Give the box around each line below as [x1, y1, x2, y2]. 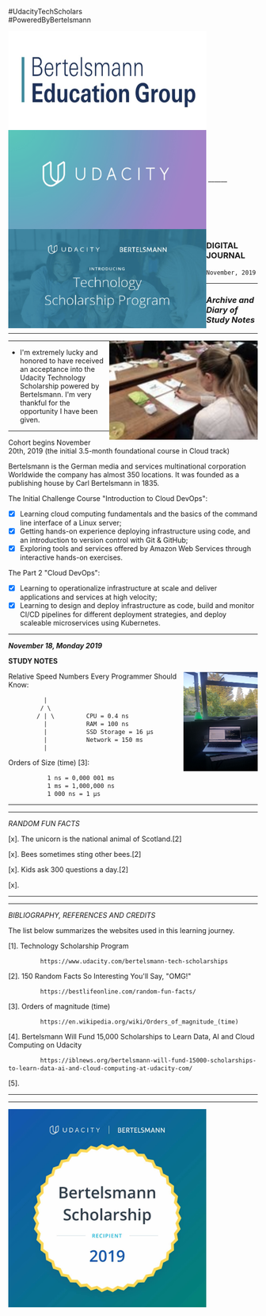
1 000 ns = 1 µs [47, 790, 101, 798]
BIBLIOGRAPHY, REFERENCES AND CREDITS [8, 910, 156, 920]
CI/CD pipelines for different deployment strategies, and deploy [19, 610, 227, 619]
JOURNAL [206, 250, 245, 261]
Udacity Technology [19, 373, 85, 382]
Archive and [206, 295, 255, 306]
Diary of [206, 304, 238, 316]
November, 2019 [206, 269, 256, 277]
